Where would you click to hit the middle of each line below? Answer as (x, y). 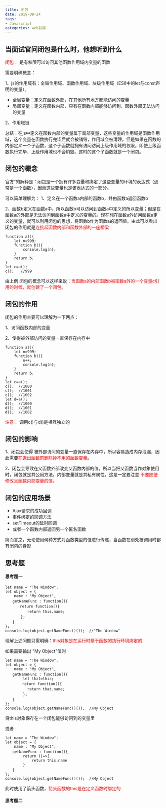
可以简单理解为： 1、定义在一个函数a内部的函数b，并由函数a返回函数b (77, 198)
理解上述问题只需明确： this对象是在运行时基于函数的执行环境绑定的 (74, 641)
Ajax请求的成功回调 (32, 511)
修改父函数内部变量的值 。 (31, 481)
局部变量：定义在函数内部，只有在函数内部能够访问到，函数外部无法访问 (86, 106)
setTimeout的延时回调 (35, 523)
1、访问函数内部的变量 (28, 327)
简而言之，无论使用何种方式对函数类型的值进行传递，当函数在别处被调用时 (81, 540)
